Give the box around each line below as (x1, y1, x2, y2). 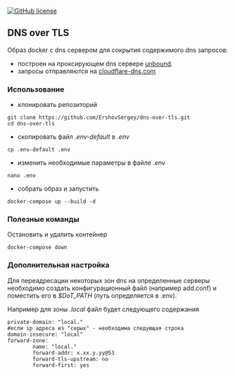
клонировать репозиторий (17, 101, 97, 109)
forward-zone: (7, 337, 49, 344)
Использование (7, 84, 65, 94)
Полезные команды (7, 215, 80, 225)
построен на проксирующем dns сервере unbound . (17, 59, 173, 68)
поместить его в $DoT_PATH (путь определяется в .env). (7, 291, 177, 299)
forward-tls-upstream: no (32, 356, 109, 363)
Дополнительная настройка (7, 261, 110, 270)
